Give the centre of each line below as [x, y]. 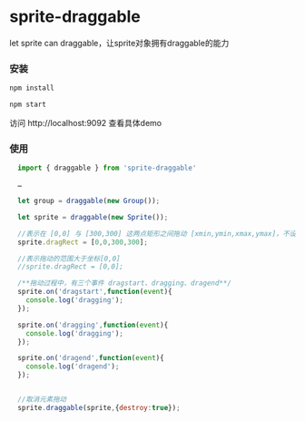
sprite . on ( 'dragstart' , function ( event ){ [95, 292]
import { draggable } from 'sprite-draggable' [107, 168]
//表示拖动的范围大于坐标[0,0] [69, 259]
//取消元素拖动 [42, 400]
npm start [28, 105]
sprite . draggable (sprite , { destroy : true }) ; [99, 407]
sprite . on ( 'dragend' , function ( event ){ [91, 358]
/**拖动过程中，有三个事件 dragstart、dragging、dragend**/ [124, 283]
